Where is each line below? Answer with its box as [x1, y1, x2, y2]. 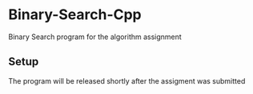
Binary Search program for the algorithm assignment [8, 32, 182, 41]
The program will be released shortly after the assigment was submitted [8, 76, 246, 85]
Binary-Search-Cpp [8, 6, 142, 24]
